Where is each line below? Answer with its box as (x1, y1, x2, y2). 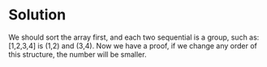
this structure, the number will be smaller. (8, 49, 147, 59)
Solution (8, 6, 67, 24)
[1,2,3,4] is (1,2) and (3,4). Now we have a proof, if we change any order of (8, 40, 258, 50)
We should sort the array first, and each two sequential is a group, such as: (8, 32, 260, 42)
